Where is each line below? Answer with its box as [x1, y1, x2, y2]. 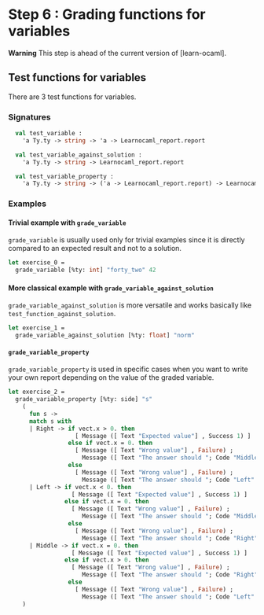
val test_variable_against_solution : [15, 151, 143, 159]
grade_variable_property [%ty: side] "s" [15, 396, 153, 403]
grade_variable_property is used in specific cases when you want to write [8, 364, 249, 374]
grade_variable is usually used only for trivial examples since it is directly [8, 235, 245, 245]
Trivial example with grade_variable [8, 218, 126, 227]
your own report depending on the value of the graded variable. [8, 373, 214, 382]
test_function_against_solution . [8, 309, 116, 319]
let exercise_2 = [8, 388, 65, 396]
